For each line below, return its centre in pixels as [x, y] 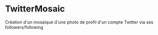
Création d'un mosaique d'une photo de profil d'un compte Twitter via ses [79, 22]
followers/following [24, 27]
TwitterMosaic [35, 9]
